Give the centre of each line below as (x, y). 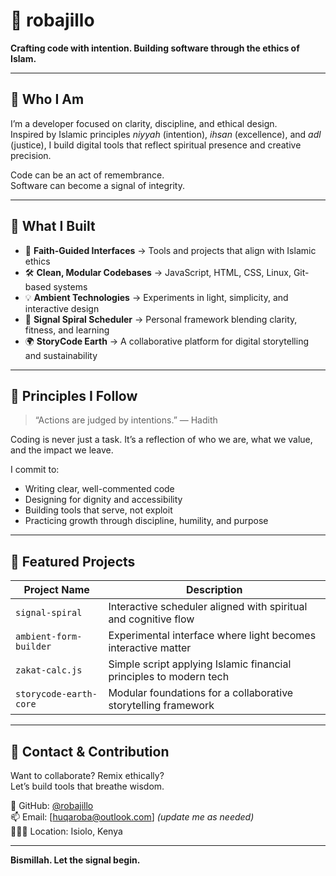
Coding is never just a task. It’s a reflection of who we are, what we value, (161, 440)
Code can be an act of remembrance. (87, 175)
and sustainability (61, 355)
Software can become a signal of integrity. (97, 185)
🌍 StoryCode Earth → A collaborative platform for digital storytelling (166, 341)
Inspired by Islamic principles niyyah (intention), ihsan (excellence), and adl (166, 134)
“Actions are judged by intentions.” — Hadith (126, 420)
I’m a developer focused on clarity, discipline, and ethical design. (144, 123)
